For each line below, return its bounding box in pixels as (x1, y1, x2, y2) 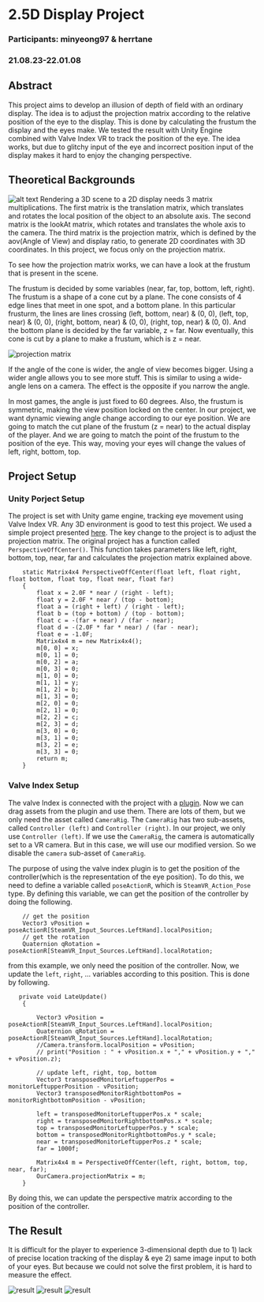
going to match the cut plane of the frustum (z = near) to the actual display (8, 421, 251, 431)
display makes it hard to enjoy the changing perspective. (8, 150, 191, 159)
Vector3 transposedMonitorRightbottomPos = (36, 1089, 181, 1098)
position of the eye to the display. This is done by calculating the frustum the (8, 117, 257, 126)
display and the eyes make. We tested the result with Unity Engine (8, 125, 223, 135)
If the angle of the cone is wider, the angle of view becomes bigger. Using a (8, 365, 254, 374)
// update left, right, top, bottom (36, 1068, 157, 1076)
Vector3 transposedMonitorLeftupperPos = (36, 1076, 175, 1083)
